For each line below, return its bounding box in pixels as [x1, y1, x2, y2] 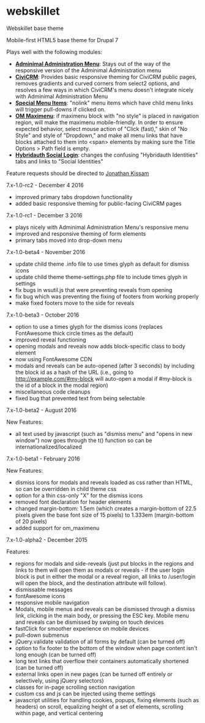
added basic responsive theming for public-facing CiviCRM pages [15, 200, 182, 207]
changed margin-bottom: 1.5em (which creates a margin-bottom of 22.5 [15, 504, 197, 512]
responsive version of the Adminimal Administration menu [15, 66, 162, 74]
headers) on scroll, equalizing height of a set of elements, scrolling [15, 703, 184, 710]
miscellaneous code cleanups [15, 388, 91, 395]
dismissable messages [15, 586, 73, 593]
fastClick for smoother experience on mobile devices [15, 624, 149, 632]
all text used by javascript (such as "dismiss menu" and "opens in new [15, 430, 193, 437]
